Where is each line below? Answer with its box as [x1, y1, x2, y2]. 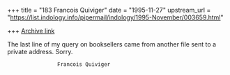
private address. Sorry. [7, 48, 73, 56]
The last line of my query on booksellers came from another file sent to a [7, 40, 217, 48]
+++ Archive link [7, 27, 55, 35]
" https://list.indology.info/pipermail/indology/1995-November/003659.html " [7, 13, 224, 22]
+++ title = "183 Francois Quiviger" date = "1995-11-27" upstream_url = [7, 6, 211, 14]
